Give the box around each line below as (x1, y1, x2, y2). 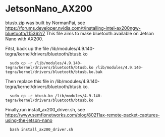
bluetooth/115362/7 (5, 30, 45, 36)
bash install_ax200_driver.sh (10, 127, 73, 132)
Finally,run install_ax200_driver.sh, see (5, 106, 85, 112)
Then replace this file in (5, 78, 54, 84)
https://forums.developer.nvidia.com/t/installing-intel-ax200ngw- (5, 25, 141, 31)
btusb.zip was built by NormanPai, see (5, 20, 85, 26)
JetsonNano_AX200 (5, 3, 92, 15)
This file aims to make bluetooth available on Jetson (46, 30, 154, 36)
